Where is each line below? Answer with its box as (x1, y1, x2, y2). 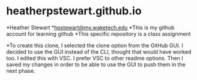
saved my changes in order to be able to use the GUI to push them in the (6, 61, 186, 68)
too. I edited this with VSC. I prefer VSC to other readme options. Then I (6, 54, 183, 61)
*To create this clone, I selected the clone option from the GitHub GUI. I (6, 42, 183, 49)
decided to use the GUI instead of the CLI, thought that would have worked (6, 48, 192, 55)
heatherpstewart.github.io (6, 4, 142, 18)
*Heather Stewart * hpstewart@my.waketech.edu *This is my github (6, 24, 175, 31)
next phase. (6, 67, 35, 74)
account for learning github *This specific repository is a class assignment (6, 30, 191, 37)
